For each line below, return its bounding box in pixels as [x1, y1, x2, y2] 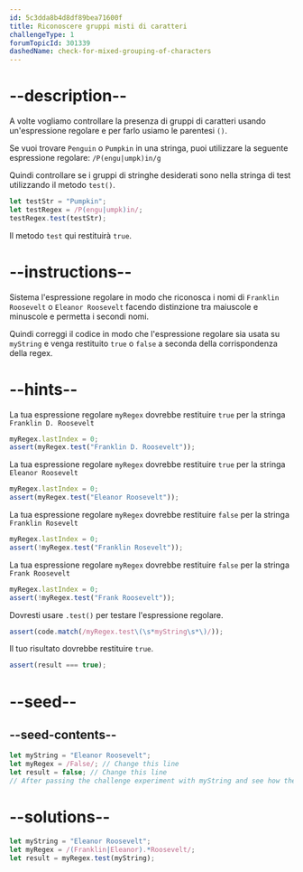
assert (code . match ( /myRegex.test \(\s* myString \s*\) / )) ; [9, 627, 224, 636]
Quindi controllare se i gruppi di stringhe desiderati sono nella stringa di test [9, 170, 291, 181]
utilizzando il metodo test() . [9, 180, 115, 191]
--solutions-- [9, 807, 111, 827]
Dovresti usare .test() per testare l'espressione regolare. [9, 609, 224, 620]
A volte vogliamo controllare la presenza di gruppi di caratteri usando [9, 116, 266, 127]
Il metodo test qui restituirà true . [9, 230, 133, 240]
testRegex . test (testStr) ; [9, 213, 106, 222]
